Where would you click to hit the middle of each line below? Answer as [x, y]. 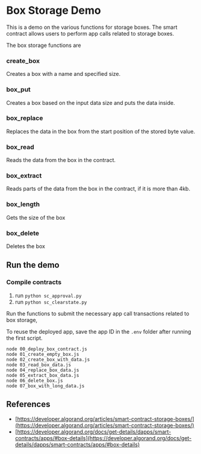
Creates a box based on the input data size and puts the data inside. [91, 102]
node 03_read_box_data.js [39, 365]
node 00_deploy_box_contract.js [47, 349]
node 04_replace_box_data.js [43, 370]
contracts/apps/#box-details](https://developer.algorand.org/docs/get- [103, 438]
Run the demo [33, 265]
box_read [20, 147]
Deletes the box [26, 246]
